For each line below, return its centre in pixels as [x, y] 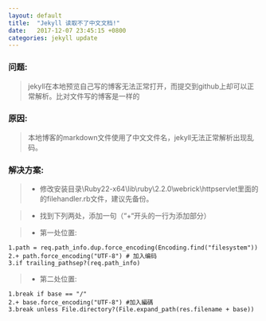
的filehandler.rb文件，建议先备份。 [96, 199]
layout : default [35, 16]
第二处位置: [58, 279]
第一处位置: [58, 233]
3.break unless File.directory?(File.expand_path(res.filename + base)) [131, 310]
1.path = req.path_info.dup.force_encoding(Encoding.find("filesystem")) [133, 248]
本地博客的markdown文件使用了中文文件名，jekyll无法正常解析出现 [137, 137]
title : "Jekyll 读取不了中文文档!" [65, 23]
